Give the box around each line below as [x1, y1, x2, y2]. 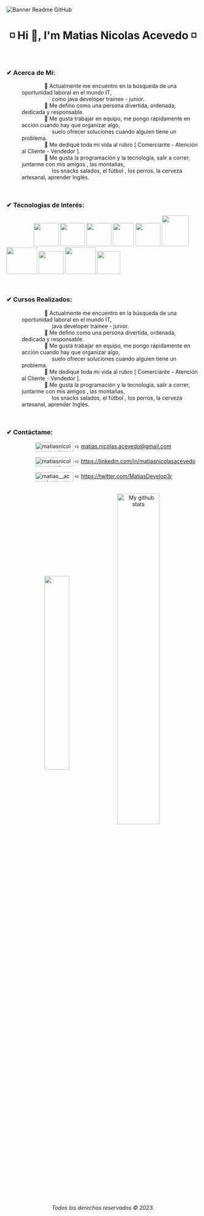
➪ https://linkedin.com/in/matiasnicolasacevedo [74, 457, 196, 465]
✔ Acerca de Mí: [6, 68, 56, 77]
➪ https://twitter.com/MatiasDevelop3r [74, 473, 173, 480]
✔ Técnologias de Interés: [6, 201, 85, 209]
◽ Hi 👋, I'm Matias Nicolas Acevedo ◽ [9, 29, 197, 42]
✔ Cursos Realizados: [6, 295, 72, 304]
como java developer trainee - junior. [51, 95, 145, 103]
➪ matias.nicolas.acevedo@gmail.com [74, 443, 172, 450]
